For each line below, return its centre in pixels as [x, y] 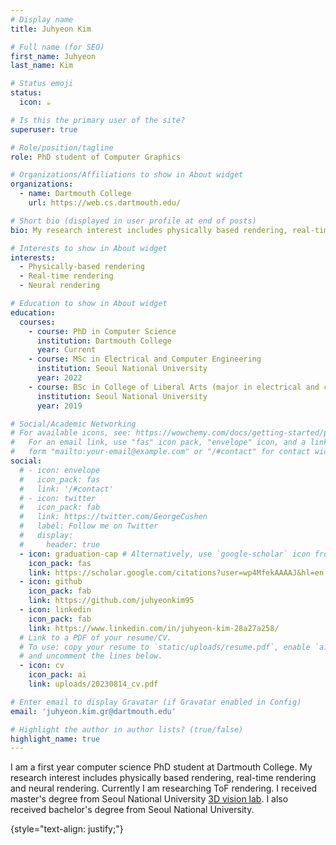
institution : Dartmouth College [104, 341]
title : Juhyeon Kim [51, 29]
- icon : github [51, 582]
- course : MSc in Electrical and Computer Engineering [145, 359]
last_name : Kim [42, 66]
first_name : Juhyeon [53, 56]
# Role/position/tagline [62, 147]
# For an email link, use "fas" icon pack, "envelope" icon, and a [158, 442]
